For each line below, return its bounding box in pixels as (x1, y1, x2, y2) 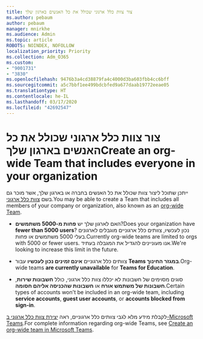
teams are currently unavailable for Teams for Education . (28, 264, 175, 271)
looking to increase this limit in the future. (15, 246, 119, 253)
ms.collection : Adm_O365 (6, 54, 69, 60)
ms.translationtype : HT (6, 88, 67, 94)
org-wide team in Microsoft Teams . (6, 326, 94, 334)
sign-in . (15, 301, 36, 309)
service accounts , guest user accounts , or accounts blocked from (15, 295, 185, 303)
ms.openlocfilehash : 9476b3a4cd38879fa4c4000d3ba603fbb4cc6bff (6, 76, 170, 82)
